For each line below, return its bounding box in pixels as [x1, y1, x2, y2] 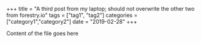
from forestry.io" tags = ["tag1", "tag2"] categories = [6, 12, 138, 19]
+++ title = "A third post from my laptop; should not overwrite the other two [6, 5, 195, 12]
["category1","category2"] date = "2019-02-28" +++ [6, 18, 138, 25]
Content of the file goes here [6, 30, 79, 37]
